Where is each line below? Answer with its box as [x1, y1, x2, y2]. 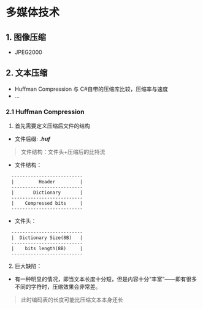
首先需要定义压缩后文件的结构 [14, 122, 90, 129]
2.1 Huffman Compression [6, 107, 85, 116]
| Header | [11, 179, 83, 185]
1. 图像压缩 [6, 32, 47, 42]
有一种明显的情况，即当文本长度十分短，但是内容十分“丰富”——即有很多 [14, 275, 197, 283]
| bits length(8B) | [11, 246, 83, 252]
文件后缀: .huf [14, 135, 50, 143]
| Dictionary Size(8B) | [11, 235, 83, 241]
